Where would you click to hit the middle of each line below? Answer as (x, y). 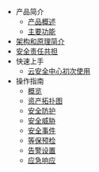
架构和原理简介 (40, 41)
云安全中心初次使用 (59, 71)
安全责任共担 (36, 51)
